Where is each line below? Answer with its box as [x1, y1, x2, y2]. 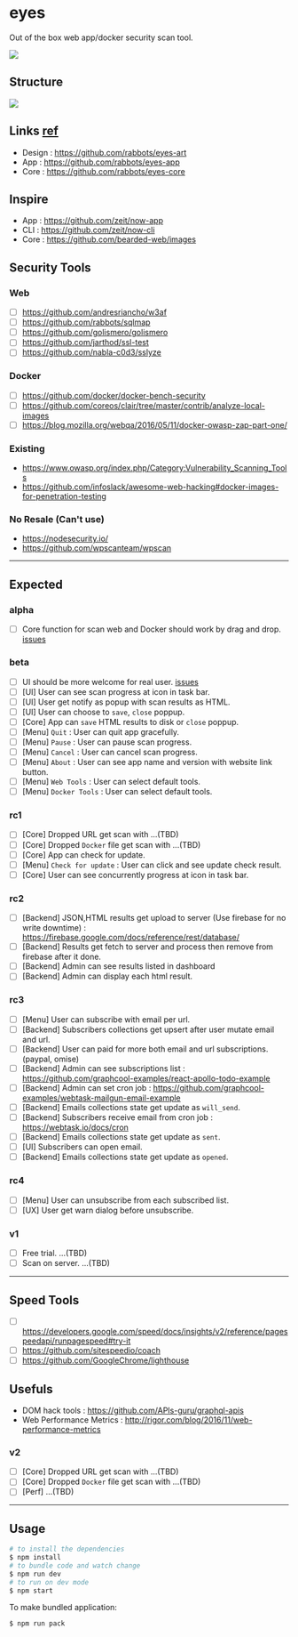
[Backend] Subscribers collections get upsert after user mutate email [21, 1024, 275, 1035]
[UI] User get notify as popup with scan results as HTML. [21, 697, 231, 707]
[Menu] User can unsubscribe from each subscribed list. [21, 1195, 229, 1206]
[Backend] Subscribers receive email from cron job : [21, 1112, 213, 1123]
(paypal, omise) [21, 1053, 80, 1064]
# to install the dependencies [9, 1544, 125, 1554]
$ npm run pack [9, 1619, 66, 1628]
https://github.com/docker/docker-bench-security [21, 390, 206, 400]
